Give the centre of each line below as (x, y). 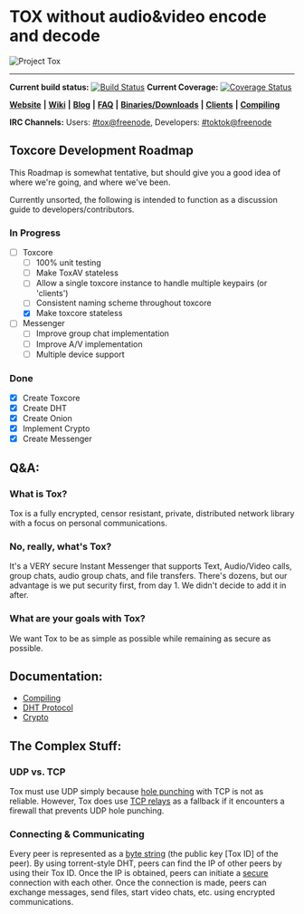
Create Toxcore (51, 398)
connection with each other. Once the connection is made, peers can (138, 883)
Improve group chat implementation (103, 333)
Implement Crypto (56, 428)
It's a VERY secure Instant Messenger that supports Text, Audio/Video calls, (151, 566)
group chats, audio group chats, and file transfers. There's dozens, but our (148, 576)
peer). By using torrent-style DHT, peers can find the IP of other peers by (146, 863)
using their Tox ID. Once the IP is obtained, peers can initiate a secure (139, 873)
